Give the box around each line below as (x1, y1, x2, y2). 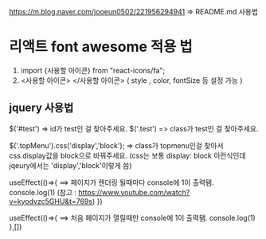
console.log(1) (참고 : (9, 187, 77, 197)
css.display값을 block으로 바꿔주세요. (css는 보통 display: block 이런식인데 (9, 151, 246, 160)
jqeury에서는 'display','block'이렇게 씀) (9, 160, 132, 170)
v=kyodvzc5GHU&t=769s (9, 196, 93, 206)
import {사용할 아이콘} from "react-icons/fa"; (20, 65, 166, 75)
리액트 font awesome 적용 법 (9, 38, 193, 56)
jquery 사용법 (9, 101, 74, 115)
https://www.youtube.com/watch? (78, 187, 190, 197)
